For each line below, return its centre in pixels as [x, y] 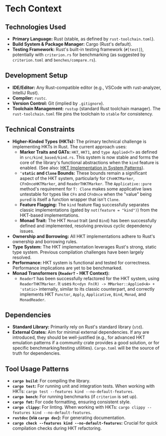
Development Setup [36, 76]
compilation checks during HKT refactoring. [57, 428]
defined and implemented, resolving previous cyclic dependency [86, 226]
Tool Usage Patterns [37, 369]
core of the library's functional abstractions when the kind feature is [89, 162]
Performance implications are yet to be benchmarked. [67, 268]
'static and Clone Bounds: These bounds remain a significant [83, 173]
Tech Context [33, 9]
